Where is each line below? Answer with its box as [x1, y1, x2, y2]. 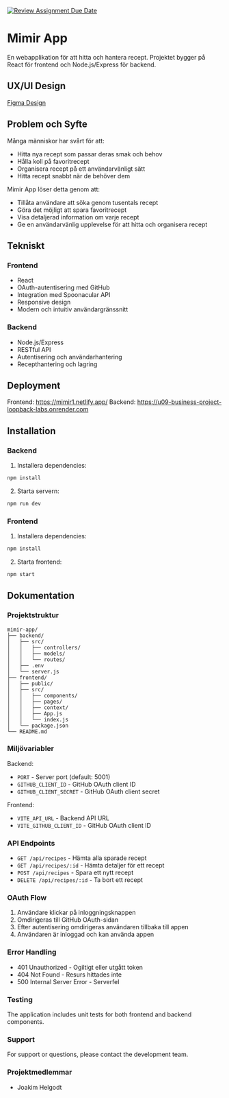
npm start [7, 571, 36, 577]
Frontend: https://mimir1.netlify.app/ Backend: [7, 398, 136, 406]
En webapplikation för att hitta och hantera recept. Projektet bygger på [7, 53, 206, 61]
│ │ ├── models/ [7, 650, 66, 657]
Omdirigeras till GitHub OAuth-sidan [16, 916, 118, 924]
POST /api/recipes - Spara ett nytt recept [16, 868, 134, 877]
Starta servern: [16, 487, 59, 495]
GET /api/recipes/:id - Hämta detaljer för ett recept [16, 861, 165, 870]
